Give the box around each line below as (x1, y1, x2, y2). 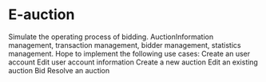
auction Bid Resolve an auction (8, 65, 110, 75)
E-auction (8, 6, 75, 24)
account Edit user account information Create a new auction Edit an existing (8, 57, 258, 67)
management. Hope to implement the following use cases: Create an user (8, 49, 250, 58)
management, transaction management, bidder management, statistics (8, 40, 241, 49)
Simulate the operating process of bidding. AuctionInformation (8, 32, 214, 41)
